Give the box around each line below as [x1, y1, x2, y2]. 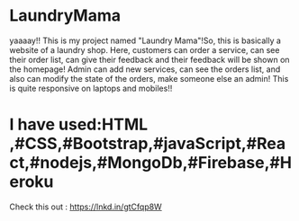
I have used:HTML [9, 114, 149, 135]
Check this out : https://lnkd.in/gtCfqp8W [9, 201, 162, 212]
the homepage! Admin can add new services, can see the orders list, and [9, 64, 281, 75]
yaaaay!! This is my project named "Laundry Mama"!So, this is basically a [9, 35, 282, 46]
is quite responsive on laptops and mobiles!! [9, 83, 173, 93]
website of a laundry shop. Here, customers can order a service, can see [9, 44, 280, 55]
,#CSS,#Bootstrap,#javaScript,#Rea [9, 134, 286, 154]
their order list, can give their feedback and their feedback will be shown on [9, 54, 290, 65]
